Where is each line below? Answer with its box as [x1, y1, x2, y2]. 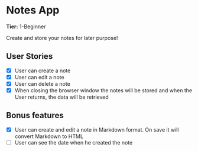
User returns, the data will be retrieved [14, 93, 109, 100]
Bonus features [6, 110, 64, 120]
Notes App [6, 4, 60, 17]
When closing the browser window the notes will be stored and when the [14, 86, 193, 94]
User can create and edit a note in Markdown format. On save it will [14, 126, 179, 133]
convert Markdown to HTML [14, 133, 84, 140]
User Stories [6, 51, 53, 62]
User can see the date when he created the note [14, 139, 133, 146]
